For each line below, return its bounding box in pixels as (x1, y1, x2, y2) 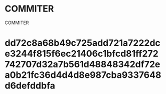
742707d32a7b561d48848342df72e (5, 59, 160, 70)
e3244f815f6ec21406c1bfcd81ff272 (5, 48, 158, 59)
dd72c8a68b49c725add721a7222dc (5, 37, 161, 49)
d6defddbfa (5, 80, 56, 91)
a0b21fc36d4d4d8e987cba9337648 (5, 69, 161, 81)
